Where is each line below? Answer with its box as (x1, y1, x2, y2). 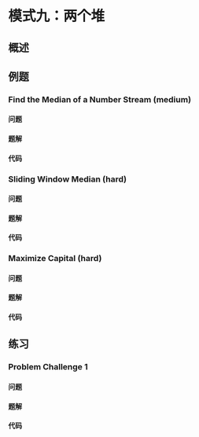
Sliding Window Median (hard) (8, 174, 127, 185)
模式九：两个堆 (8, 7, 105, 25)
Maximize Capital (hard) (8, 253, 102, 264)
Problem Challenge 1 (8, 362, 88, 373)
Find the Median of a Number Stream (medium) (8, 94, 191, 105)
